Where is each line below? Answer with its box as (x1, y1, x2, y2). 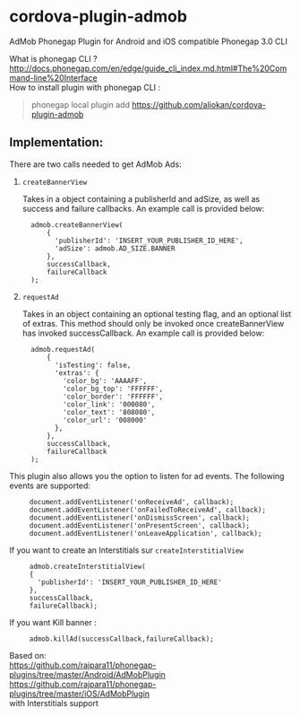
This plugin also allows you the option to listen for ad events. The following (9, 470, 285, 481)
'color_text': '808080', (62, 407, 156, 416)
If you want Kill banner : (9, 616, 97, 627)
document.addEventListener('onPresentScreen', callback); (29, 520, 251, 530)
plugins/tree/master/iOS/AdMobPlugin (9, 688, 150, 699)
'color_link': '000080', (62, 399, 156, 409)
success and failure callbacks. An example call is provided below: (21, 203, 265, 214)
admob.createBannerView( (30, 220, 124, 230)
